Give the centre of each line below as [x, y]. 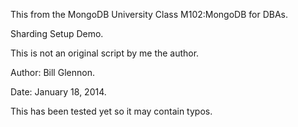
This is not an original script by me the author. [105, 53]
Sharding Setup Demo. [57, 33]
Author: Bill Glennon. [52, 72]
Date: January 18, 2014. [58, 92]
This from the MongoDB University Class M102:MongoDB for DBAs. [149, 14]
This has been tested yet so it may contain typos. [111, 111]
